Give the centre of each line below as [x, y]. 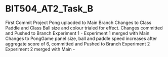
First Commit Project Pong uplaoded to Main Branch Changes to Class [78, 22]
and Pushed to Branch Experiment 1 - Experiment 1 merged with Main [77, 33]
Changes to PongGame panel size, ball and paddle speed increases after [81, 38]
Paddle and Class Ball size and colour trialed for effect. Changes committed [84, 27]
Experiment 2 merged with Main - [40, 49]
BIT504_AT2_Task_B [49, 9]
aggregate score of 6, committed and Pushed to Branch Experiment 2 [78, 43]
